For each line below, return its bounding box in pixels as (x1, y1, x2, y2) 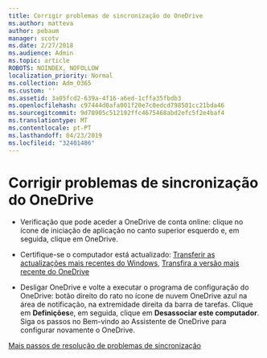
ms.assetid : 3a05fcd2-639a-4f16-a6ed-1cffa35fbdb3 (8, 94, 182, 102)
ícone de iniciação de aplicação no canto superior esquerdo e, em (19, 226, 240, 236)
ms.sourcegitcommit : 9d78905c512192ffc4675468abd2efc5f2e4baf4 (8, 109, 225, 117)
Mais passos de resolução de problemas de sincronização (8, 341, 202, 351)
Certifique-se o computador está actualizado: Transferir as (19, 250, 216, 260)
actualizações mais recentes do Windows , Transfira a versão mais (19, 258, 240, 268)
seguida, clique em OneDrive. (19, 234, 118, 244)
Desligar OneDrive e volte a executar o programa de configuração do (19, 282, 249, 292)
